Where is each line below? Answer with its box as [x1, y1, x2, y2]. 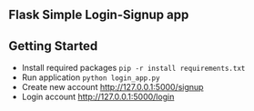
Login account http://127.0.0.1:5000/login [21, 91, 175, 103]
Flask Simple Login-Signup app [8, 7, 189, 23]
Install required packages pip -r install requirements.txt [21, 63, 246, 74]
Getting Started [8, 38, 98, 54]
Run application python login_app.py [21, 72, 160, 83]
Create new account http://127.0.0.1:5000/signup [21, 82, 204, 93]
